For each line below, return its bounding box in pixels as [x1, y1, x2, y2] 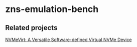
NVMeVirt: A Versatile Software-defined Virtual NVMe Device [5, 36, 132, 42]
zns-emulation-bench [5, 3, 99, 15]
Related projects [5, 23, 58, 32]
